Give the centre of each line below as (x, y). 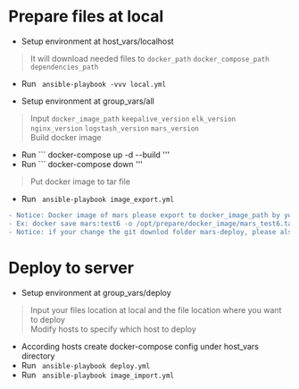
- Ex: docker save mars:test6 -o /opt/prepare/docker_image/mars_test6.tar (152, 224)
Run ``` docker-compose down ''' (82, 164)
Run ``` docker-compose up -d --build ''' (96, 155)
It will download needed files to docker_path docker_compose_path (149, 58)
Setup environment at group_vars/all (88, 101)
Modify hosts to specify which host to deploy (113, 329)
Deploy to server (71, 268)
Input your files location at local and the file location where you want (156, 309)
